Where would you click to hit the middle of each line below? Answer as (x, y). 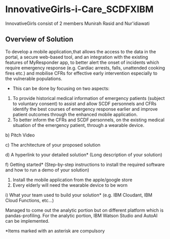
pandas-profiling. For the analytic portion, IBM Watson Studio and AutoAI (81, 215)
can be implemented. (27, 221)
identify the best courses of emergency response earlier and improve (85, 109)
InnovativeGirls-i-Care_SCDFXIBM (79, 9)
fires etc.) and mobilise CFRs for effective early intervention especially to (81, 73)
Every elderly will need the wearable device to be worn (70, 185)
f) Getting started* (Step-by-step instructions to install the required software (85, 164)
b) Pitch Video (20, 135)
